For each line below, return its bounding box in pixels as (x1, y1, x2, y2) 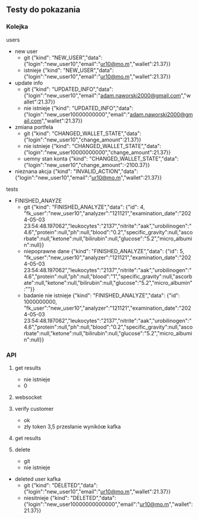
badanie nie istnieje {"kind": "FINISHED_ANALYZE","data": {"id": (23, 291, 180, 299)
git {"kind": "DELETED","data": (23, 482, 98, 489)
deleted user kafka (14, 475, 61, 482)
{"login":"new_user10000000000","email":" (23, 111, 131, 118)
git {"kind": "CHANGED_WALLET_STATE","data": (23, 130, 141, 137)
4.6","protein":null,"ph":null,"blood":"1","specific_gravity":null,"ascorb (23, 273, 192, 280)
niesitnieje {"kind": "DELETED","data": (23, 494, 116, 501)
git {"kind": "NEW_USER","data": (23, 54, 103, 61)
